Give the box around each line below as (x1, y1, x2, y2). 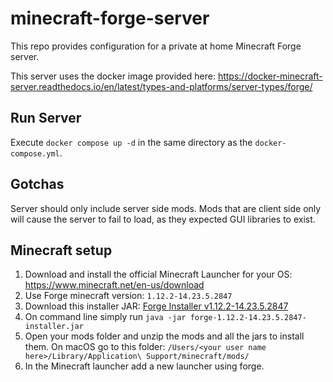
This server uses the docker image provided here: (10, 70, 216, 82)
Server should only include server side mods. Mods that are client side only (10, 202, 322, 214)
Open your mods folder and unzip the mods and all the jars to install (24, 330, 305, 342)
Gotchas (10, 176, 65, 193)
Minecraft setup (10, 242, 113, 259)
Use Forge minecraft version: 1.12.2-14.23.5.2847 (24, 290, 233, 302)
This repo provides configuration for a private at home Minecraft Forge (10, 40, 302, 52)
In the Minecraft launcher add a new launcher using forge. (24, 360, 265, 372)
